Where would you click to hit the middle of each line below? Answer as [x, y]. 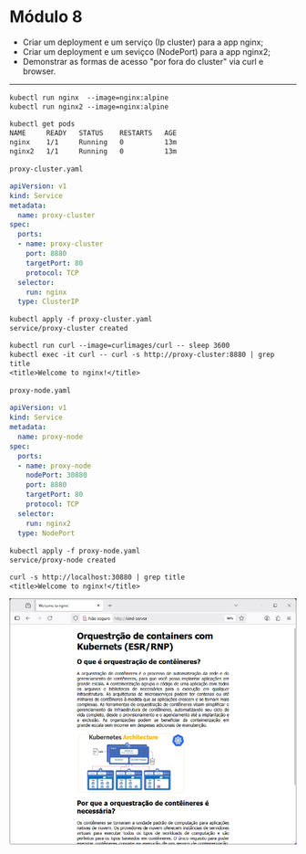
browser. [39, 71]
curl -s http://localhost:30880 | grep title [97, 577]
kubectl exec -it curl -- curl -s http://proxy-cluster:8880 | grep [142, 355]
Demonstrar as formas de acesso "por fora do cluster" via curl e [143, 61]
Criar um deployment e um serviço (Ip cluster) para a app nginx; [143, 42]
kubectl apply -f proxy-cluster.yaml [81, 320]
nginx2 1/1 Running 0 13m [93, 151]
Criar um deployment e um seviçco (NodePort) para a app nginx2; [147, 51]
